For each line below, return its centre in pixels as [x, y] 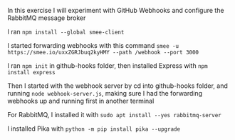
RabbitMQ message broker [47, 18]
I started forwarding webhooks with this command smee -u [93, 45]
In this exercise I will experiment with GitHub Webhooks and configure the [116, 10]
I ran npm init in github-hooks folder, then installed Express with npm [108, 66]
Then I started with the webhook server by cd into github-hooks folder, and [117, 86]
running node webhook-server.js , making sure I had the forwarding [105, 93]
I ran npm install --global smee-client [66, 32]
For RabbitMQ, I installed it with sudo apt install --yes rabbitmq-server [115, 115]
